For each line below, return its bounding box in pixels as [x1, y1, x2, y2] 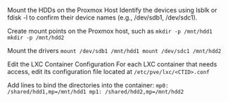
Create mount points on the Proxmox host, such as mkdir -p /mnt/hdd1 [7, 27, 213, 35]
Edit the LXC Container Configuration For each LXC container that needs [7, 60, 217, 68]
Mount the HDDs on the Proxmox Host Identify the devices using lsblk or [7, 6, 217, 14]
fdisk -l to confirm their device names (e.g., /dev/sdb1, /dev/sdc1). [7, 13, 198, 22]
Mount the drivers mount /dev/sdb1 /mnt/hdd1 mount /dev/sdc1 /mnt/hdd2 [7, 47, 222, 54]
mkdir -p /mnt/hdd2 [7, 34, 65, 41]
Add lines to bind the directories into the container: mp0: [7, 81, 169, 89]
